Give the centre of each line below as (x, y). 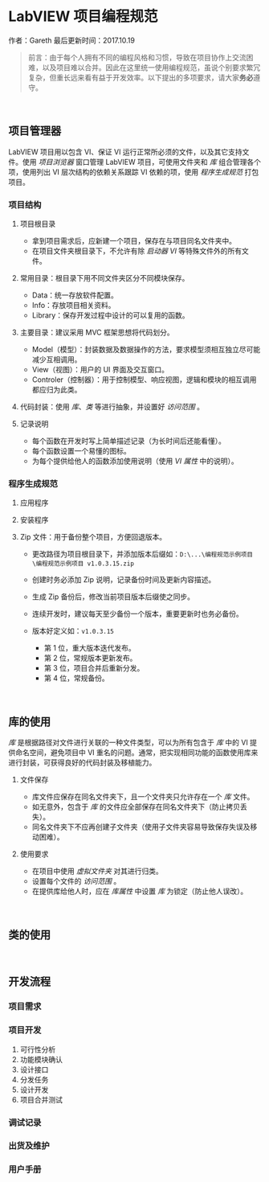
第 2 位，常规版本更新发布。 (90, 658)
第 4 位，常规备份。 (77, 678)
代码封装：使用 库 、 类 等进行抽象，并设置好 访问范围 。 (112, 407)
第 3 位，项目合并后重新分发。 (94, 668)
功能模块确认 (41, 1059)
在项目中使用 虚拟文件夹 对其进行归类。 (97, 871)
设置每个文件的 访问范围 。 (76, 881)
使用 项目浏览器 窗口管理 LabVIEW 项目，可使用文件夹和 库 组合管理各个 (141, 162)
